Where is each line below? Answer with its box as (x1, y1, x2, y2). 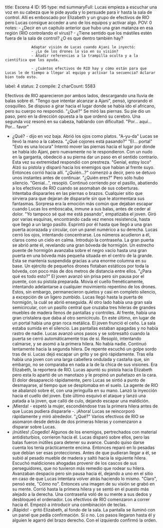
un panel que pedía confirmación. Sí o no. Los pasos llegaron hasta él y (12, 512, 156, 518)
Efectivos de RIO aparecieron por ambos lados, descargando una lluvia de (5, 93, 154, 98)
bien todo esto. (5, 75, 38, 80)
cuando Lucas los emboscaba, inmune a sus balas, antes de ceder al (12, 206, 151, 211)
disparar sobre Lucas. (12, 424, 56, 429)
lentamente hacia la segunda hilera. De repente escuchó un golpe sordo (12, 346, 157, 352)
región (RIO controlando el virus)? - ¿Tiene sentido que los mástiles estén (5, 30, 152, 36)
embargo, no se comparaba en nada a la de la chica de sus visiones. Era (12, 361, 158, 367)
